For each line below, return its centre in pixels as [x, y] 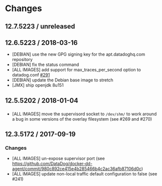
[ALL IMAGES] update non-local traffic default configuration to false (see [85, 174]
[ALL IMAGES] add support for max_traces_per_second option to [76, 70]
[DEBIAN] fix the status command [45, 65]
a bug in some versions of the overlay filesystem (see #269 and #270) [82, 119]
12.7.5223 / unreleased [40, 26]
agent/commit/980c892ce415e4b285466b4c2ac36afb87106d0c [77, 169]
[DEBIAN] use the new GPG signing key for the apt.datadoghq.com [78, 54]
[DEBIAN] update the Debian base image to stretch [63, 80]
